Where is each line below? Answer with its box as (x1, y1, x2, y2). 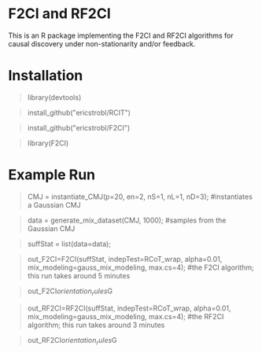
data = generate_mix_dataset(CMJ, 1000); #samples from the (27, 215, 227, 225)
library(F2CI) (27, 138, 69, 148)
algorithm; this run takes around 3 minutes (27, 320, 165, 329)
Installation (8, 67, 83, 85)
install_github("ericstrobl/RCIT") (27, 108, 131, 117)
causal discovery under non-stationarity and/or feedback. (8, 39, 196, 48)
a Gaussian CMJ (27, 200, 81, 209)
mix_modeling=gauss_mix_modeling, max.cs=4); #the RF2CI (27, 311, 224, 321)
